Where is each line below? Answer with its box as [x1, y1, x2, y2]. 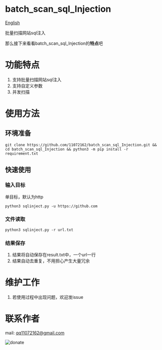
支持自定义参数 [12, 83, 43, 89]
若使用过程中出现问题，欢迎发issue [12, 294, 83, 300]
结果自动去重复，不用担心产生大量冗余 [12, 258, 90, 264]
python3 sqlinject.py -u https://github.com [5, 203, 98, 209]
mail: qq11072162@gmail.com [5, 330, 65, 336]
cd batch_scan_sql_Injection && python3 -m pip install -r [5, 147, 129, 152]
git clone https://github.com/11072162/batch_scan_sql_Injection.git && [5, 142, 157, 147]
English [5, 20, 20, 26]
